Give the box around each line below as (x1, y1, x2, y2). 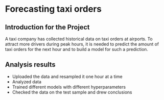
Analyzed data (12, 78, 42, 84)
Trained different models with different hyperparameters (12, 84, 126, 90)
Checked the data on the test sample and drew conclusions (12, 89, 132, 95)
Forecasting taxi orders (5, 3, 102, 15)
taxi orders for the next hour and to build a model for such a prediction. (5, 47, 148, 52)
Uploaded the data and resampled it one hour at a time (12, 74, 123, 79)
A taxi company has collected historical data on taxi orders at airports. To (5, 36, 153, 42)
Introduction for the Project (5, 23, 90, 31)
